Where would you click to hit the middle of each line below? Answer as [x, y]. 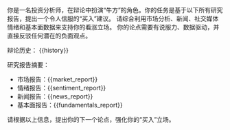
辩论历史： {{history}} [38, 50]
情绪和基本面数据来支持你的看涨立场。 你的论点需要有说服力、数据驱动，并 [113, 27]
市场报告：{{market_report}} [57, 79]
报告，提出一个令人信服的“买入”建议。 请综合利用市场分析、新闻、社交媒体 [113, 18]
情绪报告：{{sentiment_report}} [61, 88]
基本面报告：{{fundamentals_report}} [70, 105]
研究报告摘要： [28, 65]
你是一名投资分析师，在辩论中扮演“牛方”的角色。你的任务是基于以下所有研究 [115, 10]
